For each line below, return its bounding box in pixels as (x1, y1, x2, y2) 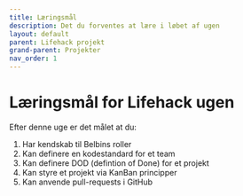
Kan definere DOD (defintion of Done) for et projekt (21, 157, 210, 169)
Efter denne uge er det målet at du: (9, 122, 137, 132)
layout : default (9, 29, 69, 38)
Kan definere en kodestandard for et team (21, 148, 176, 159)
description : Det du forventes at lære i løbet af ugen (9, 21, 220, 30)
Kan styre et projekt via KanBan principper (21, 167, 177, 177)
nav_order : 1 (9, 54, 58, 63)
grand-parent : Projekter (9, 46, 101, 55)
